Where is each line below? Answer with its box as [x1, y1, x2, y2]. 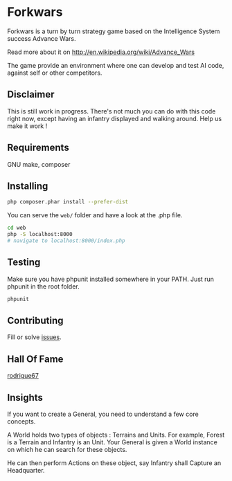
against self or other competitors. [7, 69, 102, 77]
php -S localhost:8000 [7, 231, 73, 238]
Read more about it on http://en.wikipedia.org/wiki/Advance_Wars [7, 48, 195, 56]
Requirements [7, 142, 69, 154]
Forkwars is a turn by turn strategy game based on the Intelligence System [7, 27, 220, 35]
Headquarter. [7, 466, 45, 474]
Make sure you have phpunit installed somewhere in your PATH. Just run [7, 275, 215, 283]
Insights [7, 392, 44, 403]
